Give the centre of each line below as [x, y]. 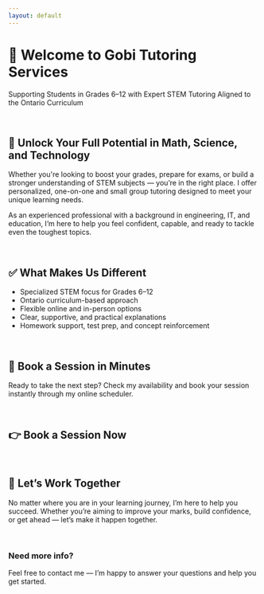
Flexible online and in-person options [80, 309]
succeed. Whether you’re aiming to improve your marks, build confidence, [130, 511]
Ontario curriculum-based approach [79, 300]
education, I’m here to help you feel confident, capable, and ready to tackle [131, 224]
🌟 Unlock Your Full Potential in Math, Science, [123, 143]
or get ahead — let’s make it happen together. [83, 519]
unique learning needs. [46, 200]
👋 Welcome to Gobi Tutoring [103, 55]
